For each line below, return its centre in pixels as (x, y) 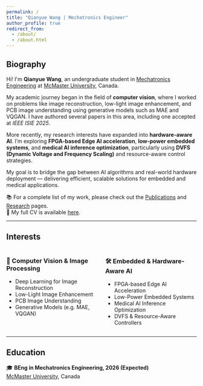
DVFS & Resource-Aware (145, 316)
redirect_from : (25, 29)
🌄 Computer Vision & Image (47, 261)
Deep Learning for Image (46, 281)
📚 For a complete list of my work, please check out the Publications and (96, 197)
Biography (26, 64)
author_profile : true (34, 23)
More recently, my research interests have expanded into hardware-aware (99, 134)
